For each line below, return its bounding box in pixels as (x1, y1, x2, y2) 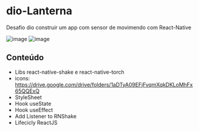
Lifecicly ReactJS (14, 119, 58, 126)
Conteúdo (6, 52, 44, 63)
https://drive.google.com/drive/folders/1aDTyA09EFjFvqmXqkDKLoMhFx (14, 81, 193, 88)
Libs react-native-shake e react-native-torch (14, 68, 125, 76)
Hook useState (14, 100, 52, 107)
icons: (14, 74, 30, 81)
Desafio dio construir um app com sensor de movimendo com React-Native (6, 24, 192, 31)
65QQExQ (14, 87, 40, 95)
